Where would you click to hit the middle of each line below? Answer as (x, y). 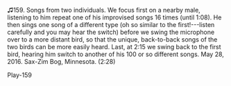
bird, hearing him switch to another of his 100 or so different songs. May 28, (115, 54)
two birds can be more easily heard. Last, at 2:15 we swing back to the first (114, 47)
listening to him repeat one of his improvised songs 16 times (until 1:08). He (114, 17)
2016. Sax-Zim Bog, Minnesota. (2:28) (61, 61)
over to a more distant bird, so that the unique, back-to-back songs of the (112, 40)
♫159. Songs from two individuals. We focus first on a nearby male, (104, 10)
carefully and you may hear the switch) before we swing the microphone (111, 32)
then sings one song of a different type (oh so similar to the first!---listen (111, 25)
